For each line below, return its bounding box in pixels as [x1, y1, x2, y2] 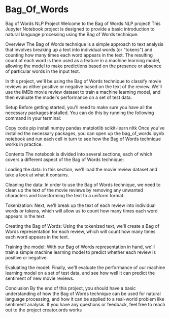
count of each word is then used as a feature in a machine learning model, [5, 57, 161, 63]
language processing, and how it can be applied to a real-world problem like [5, 296, 165, 302]
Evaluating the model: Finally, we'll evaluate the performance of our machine [5, 264, 165, 271]
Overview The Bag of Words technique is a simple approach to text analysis [5, 41, 164, 47]
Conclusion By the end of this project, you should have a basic [5, 285, 136, 291]
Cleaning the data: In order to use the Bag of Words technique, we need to [5, 181, 161, 188]
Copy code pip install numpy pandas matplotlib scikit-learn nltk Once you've [5, 125, 165, 131]
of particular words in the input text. [5, 68, 80, 74]
